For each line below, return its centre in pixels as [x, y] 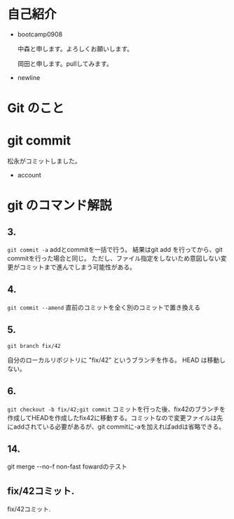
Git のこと [36, 108]
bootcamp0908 [40, 34]
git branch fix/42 [34, 346]
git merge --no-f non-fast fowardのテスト [67, 466]
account [29, 175]
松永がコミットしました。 [44, 161]
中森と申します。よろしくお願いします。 [75, 48]
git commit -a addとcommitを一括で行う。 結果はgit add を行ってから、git [115, 250]
